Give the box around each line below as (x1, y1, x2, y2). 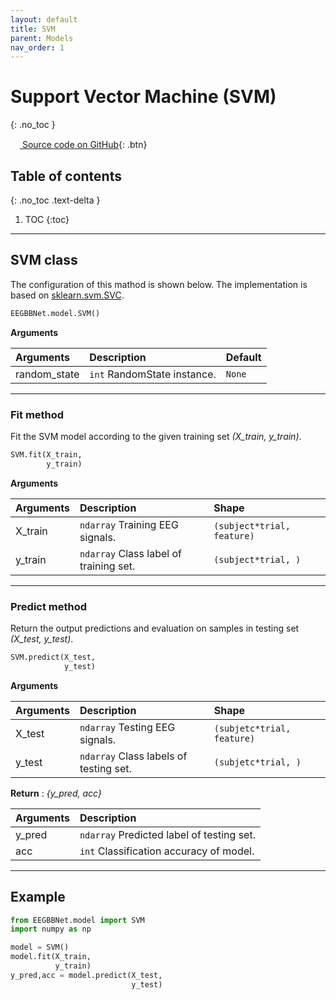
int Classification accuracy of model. (79, 844, 255, 858)
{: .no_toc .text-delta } (10, 194, 101, 206)
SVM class (10, 252, 78, 269)
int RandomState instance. (89, 367, 217, 381)
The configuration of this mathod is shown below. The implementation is (10, 278, 308, 290)
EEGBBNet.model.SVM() (10, 308, 101, 318)
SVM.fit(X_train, (10, 449, 83, 460)
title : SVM (10, 24, 56, 34)
